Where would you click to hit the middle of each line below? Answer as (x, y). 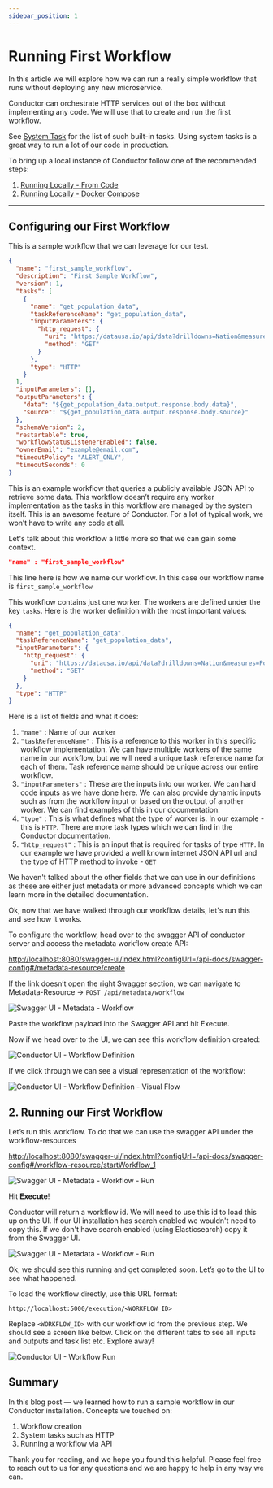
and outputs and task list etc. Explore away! (81, 1341)
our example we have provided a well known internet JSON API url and (139, 853)
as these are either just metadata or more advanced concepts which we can (136, 886)
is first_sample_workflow (51, 586)
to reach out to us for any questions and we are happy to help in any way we (136, 1468)
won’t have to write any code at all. (67, 523)
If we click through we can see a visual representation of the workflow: (127, 1071)
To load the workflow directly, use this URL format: (93, 1294)
